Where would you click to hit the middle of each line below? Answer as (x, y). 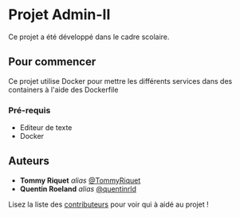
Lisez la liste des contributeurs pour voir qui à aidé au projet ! (108, 204)
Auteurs (29, 161)
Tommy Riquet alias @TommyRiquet (80, 180)
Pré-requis (30, 110)
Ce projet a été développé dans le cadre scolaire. (89, 37)
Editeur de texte (46, 128)
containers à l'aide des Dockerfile (63, 89)
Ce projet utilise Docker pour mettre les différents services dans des (120, 81)
